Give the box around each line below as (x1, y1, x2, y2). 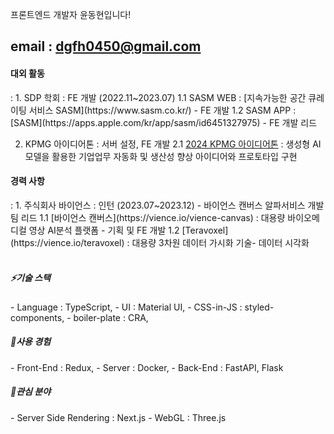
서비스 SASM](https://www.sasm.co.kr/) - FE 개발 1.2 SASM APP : (28, 104, 297, 116)
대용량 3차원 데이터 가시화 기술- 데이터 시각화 (131, 236, 310, 248)
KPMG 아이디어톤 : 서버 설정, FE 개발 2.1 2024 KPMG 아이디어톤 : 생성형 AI (24, 138, 322, 150)
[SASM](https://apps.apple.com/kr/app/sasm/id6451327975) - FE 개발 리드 (10, 116, 318, 128)
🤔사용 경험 (10, 336, 52, 348)
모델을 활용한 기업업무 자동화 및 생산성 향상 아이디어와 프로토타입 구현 (24, 150, 298, 162)
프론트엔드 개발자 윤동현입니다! (10, 9, 132, 20)
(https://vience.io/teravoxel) (10, 236, 125, 248)
